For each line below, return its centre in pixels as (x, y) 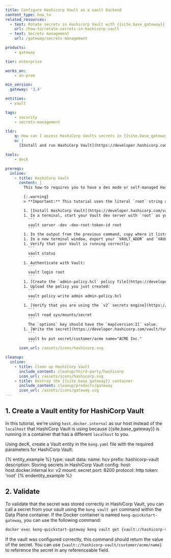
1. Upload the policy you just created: (67, 286)
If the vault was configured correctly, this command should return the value (84, 539)
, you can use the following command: (61, 520)
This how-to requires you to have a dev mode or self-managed (91, 188)
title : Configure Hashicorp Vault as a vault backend (64, 10)
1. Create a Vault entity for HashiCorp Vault (75, 411)
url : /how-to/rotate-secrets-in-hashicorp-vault (67, 29)
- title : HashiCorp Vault (42, 178)
